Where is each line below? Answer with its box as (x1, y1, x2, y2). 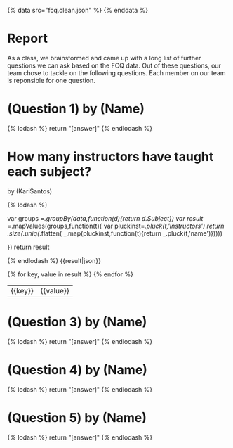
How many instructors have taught (7, 149, 214, 165)
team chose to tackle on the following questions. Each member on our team (7, 68, 226, 77)
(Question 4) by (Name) (7, 361, 147, 378)
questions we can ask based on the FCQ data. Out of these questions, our (7, 61, 221, 70)
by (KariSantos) (7, 186, 53, 196)
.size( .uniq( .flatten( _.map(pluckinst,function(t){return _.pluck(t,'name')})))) (7, 229, 223, 238)
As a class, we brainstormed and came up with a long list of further (7, 53, 201, 62)
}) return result (7, 243, 50, 251)
